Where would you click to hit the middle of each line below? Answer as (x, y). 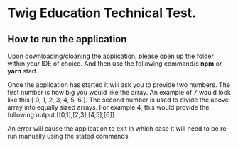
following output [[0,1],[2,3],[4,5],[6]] (61, 115)
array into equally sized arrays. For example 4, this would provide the (108, 107)
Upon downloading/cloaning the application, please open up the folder (111, 56)
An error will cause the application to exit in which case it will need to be (113, 128)
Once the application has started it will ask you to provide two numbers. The (119, 85)
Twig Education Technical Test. (102, 13)
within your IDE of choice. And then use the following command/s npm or (115, 64)
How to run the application (67, 39)
